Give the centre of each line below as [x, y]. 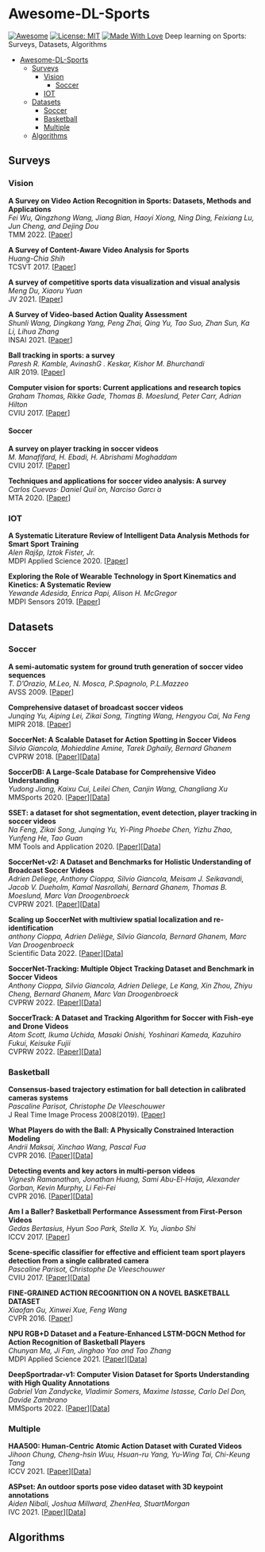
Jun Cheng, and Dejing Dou [54, 226]
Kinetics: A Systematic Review [60, 585]
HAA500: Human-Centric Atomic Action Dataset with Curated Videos [125, 1446]
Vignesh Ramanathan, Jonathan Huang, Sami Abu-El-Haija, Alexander [124, 1179]
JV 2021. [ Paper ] [36, 299]
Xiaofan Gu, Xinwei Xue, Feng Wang [68, 1310]
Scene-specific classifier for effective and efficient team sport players [127, 1252]
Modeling [24, 1139]
